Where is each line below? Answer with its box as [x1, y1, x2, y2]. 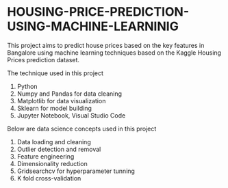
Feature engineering [16, 152, 75, 161]
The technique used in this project [7, 69, 104, 77]
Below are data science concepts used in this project [7, 124, 157, 133]
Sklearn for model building [16, 104, 92, 112]
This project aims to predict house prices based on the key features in [7, 41, 205, 49]
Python [16, 82, 38, 90]
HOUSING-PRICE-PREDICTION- [7, 4, 190, 20]
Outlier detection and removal [16, 145, 101, 153]
